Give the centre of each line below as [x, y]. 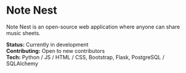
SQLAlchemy [22, 64]
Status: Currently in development [47, 45]
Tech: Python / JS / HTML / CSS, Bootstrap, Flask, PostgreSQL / [85, 57]
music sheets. [23, 33]
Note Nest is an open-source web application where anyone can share [93, 27]
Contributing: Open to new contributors [56, 50]
